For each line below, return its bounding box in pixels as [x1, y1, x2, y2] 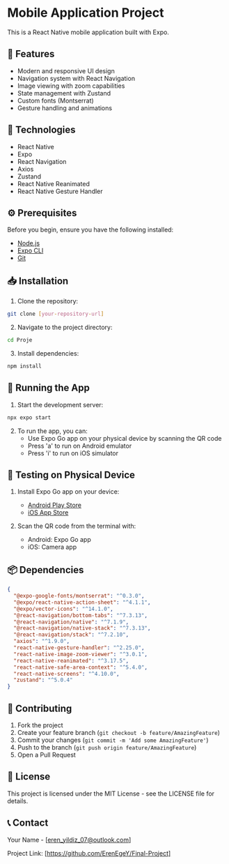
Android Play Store [27, 501, 82, 510]
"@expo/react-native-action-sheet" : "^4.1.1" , [13, 598, 151, 606]
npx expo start [7, 414, 52, 421]
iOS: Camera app [27, 543, 77, 552]
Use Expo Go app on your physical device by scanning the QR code [27, 434, 222, 442]
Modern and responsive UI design [17, 66, 115, 75]
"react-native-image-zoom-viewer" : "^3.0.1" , [13, 651, 148, 658]
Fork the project [17, 720, 64, 729]
